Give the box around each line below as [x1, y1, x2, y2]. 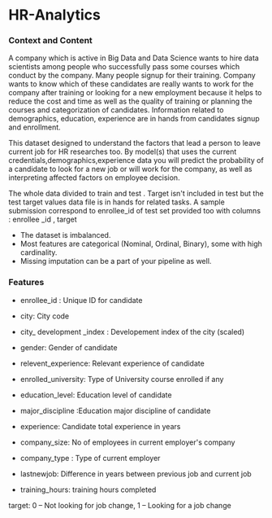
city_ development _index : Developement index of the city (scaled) [19, 327, 245, 336]
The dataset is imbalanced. [19, 230, 111, 240]
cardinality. [19, 248, 58, 257]
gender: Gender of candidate [19, 342, 118, 352]
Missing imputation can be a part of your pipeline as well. [19, 257, 212, 266]
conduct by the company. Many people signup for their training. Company [8, 71, 256, 81]
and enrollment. [8, 122, 61, 132]
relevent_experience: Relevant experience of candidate [19, 358, 205, 368]
